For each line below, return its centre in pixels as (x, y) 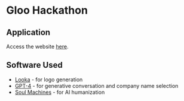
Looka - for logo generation (49, 79)
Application (28, 32)
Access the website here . (37, 46)
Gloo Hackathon (47, 10)
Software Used (34, 65)
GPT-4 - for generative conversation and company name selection (96, 86)
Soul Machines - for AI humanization (60, 92)
